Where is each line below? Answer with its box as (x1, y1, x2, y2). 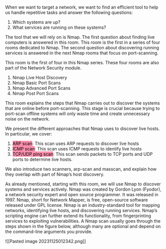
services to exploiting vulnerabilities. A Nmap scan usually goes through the (5, 218, 161, 224)
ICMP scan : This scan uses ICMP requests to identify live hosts (12, 146, 142, 151)
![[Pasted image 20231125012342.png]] (5, 239, 86, 244)
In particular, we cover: (5, 131, 52, 136)
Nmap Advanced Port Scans (12, 85, 71, 91)
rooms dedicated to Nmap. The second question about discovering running (5, 45, 160, 50)
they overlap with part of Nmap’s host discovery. (5, 171, 104, 177)
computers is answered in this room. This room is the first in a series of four (5, 39, 161, 45)
